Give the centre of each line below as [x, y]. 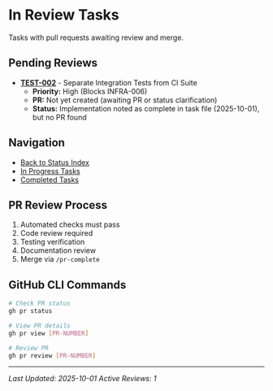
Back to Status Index [54, 162]
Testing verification [52, 242]
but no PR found [59, 117]
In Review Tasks [64, 15]
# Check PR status [39, 304]
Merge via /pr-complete [60, 259]
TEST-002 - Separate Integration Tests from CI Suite [108, 82]
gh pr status [30, 311]
